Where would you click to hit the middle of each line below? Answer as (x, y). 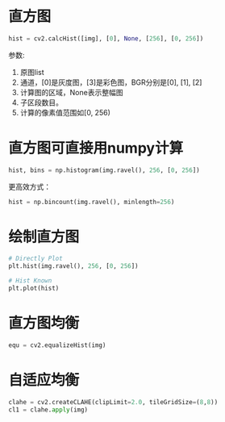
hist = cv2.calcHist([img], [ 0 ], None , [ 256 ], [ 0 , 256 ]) (106, 38)
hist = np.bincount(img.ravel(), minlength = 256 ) (92, 202)
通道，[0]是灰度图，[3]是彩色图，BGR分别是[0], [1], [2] (111, 82)
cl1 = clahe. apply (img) (48, 409)
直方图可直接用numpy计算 (96, 148)
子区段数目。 (41, 102)
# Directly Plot (35, 259)
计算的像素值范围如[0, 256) (65, 112)
